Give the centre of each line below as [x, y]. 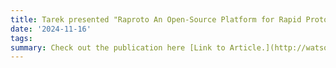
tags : [21, 38]
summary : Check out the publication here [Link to [118, 47]
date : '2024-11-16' [51, 29]
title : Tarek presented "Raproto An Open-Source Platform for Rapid [156, 19]
